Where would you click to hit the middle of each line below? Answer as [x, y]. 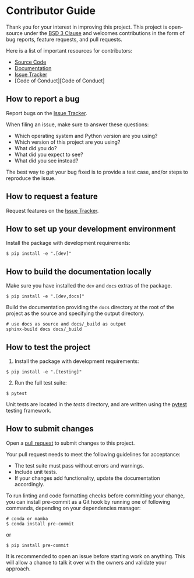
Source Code [30, 62]
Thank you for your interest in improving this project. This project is [87, 27]
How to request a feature [52, 197]
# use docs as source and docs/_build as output [66, 324]
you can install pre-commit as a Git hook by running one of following [88, 501]
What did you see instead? [46, 160]
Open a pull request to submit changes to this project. [70, 443]
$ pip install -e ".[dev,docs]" [45, 296]
